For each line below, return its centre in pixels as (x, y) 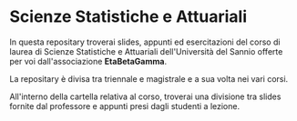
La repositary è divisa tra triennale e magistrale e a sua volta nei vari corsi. (149, 78)
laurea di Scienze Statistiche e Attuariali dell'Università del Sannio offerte (146, 51)
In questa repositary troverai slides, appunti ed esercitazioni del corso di (145, 42)
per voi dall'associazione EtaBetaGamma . (88, 61)
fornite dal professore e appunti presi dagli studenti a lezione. (124, 106)
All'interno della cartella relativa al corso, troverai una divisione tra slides (145, 96)
